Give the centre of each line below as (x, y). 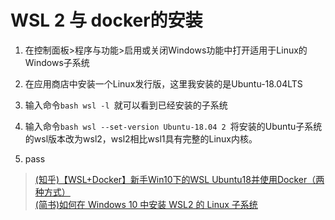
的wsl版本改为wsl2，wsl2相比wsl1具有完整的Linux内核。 (141, 138)
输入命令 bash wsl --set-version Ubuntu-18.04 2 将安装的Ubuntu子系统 (173, 126)
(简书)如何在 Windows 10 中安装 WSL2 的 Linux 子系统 (146, 204)
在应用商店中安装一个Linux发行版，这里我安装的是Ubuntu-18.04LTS (163, 83)
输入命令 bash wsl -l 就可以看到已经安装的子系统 (126, 105)
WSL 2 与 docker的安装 (106, 20)
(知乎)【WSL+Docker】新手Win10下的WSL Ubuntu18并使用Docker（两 (179, 179)
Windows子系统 (57, 62)
